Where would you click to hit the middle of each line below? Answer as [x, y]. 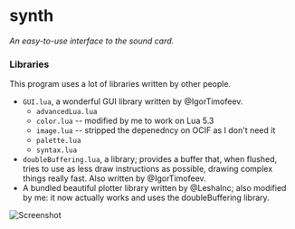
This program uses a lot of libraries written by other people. [120, 84]
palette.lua [58, 141]
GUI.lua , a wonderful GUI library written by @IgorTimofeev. [133, 101]
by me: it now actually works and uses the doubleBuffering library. [146, 198]
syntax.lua [57, 150]
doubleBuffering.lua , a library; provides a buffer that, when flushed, [150, 159]
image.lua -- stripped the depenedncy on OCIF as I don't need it [156, 130]
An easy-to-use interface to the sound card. [92, 41]
